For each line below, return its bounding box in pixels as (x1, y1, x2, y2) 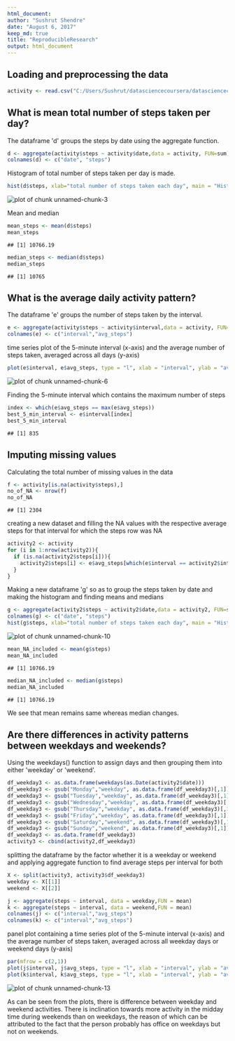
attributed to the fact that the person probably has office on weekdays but (7, 1019, 220, 1028)
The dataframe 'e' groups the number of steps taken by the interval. (7, 311, 203, 319)
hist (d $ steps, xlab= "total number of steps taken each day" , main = (7, 183, 211, 190)
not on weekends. (7, 1027, 59, 1035)
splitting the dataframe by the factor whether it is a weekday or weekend (7, 851, 217, 859)
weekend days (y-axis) (7, 944, 73, 953)
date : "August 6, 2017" (7, 23, 77, 30)
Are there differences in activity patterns (7, 728, 189, 740)
